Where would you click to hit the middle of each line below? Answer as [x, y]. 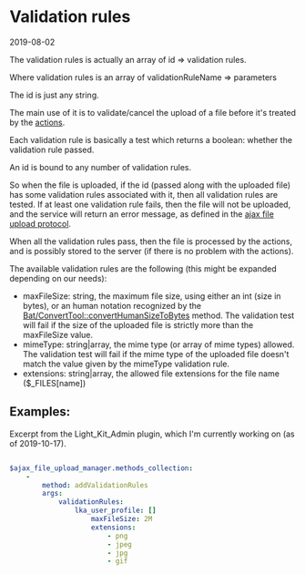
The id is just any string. [55, 95]
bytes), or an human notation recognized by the [112, 305]
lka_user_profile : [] [115, 511]
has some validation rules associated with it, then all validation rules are [144, 194]
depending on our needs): [58, 278]
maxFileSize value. [58, 334]
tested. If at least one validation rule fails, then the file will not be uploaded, [150, 204]
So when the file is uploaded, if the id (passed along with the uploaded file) [150, 185]
